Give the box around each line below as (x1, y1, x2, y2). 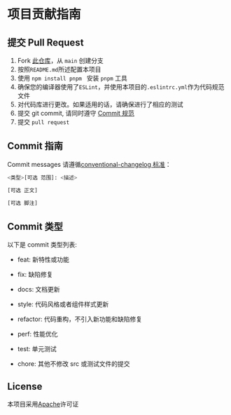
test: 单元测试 (17, 345, 57, 353)
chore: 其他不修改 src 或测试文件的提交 (17, 360, 130, 368)
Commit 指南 (7, 140, 64, 152)
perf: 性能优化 (17, 330, 58, 339)
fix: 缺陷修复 (17, 271, 53, 279)
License (7, 380, 43, 393)
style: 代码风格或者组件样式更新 (17, 300, 109, 308)
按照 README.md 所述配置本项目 (17, 65, 101, 74)
